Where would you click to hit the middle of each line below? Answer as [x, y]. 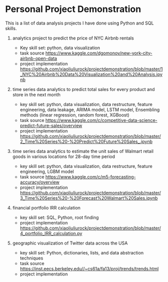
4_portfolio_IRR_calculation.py [51, 233]
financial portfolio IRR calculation [46, 207]
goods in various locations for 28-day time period [64, 156]
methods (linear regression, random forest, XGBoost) [74, 115]
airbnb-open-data [38, 58]
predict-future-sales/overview [51, 125]
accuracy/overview [40, 182]
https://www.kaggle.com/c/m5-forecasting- [91, 176]
